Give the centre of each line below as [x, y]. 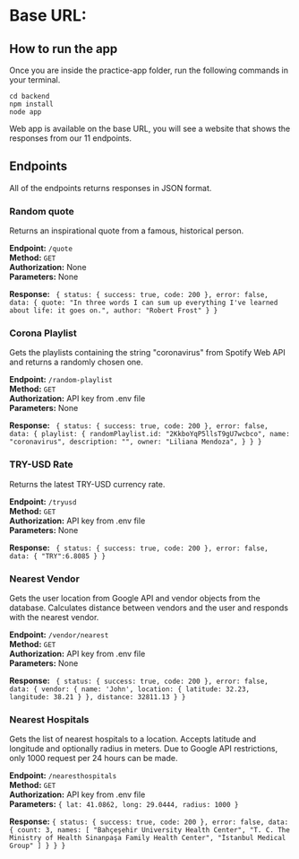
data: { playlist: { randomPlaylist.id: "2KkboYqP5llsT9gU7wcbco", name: [150, 434]
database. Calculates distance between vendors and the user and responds [149, 608]
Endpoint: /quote [41, 249]
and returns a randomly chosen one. [76, 362]
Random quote [42, 211]
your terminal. [35, 80]
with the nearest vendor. [54, 617]
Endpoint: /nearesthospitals [63, 776]
